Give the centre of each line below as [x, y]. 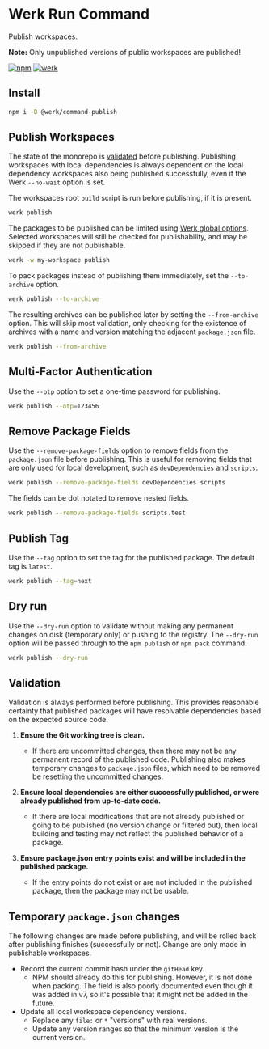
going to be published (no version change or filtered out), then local [145, 825]
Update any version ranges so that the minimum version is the [135, 1029]
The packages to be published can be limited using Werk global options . [128, 228]
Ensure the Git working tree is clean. [82, 735]
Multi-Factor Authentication [80, 372]
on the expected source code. [59, 720]
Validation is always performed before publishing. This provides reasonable [134, 702]
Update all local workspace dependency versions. [103, 1012]
